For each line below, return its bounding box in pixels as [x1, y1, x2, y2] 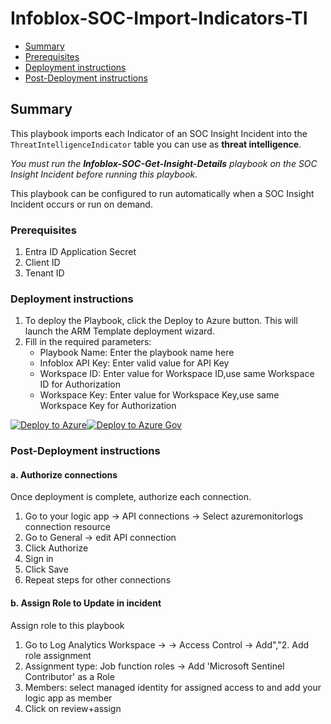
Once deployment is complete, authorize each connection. [10, 491, 252, 503]
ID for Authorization [39, 378, 121, 391]
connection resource [24, 521, 111, 533]
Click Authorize [24, 542, 89, 554]
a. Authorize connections [10, 468, 118, 481]
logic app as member [24, 692, 113, 704]
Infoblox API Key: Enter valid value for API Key [39, 357, 230, 369]
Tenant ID [24, 267, 65, 279]
